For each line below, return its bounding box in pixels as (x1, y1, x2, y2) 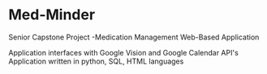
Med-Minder (8, 6, 96, 24)
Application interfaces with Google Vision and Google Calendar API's (8, 47, 239, 57)
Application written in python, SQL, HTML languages (8, 56, 184, 66)
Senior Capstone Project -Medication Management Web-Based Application (8, 32, 260, 42)
